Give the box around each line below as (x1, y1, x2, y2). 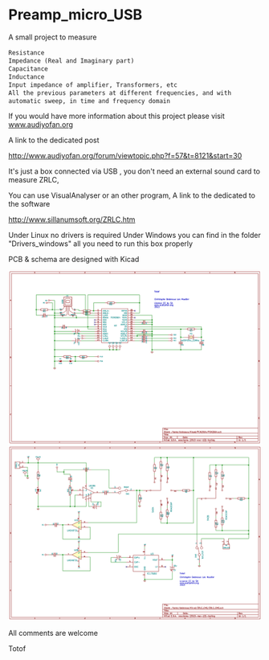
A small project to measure (8, 32, 97, 42)
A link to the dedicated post (8, 135, 100, 145)
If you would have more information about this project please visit (8, 111, 225, 121)
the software (8, 199, 51, 208)
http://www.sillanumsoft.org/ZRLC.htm (8, 215, 136, 224)
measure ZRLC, (8, 174, 59, 184)
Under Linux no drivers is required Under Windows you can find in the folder (8, 230, 261, 240)
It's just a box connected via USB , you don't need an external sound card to (8, 166, 261, 176)
